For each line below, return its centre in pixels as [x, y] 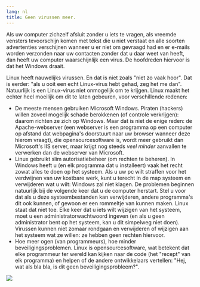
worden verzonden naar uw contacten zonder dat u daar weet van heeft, [96, 53]
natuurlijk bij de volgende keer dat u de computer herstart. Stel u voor [100, 190]
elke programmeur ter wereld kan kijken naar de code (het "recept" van [103, 254]
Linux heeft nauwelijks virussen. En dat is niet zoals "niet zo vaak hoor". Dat [99, 78]
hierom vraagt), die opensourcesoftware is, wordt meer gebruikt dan [99, 140]
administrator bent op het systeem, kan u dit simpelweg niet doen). [97, 222]
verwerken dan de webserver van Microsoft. [69, 152]
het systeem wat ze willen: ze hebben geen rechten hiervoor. [90, 235]
